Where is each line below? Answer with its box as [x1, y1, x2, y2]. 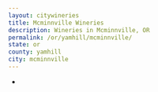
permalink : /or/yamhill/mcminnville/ [8, 33, 133, 42]
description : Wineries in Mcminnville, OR [8, 26, 150, 34]
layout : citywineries [8, 11, 80, 20]
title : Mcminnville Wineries [8, 19, 104, 27]
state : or [8, 41, 41, 49]
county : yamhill [8, 48, 62, 56]
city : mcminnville [8, 56, 69, 64]
